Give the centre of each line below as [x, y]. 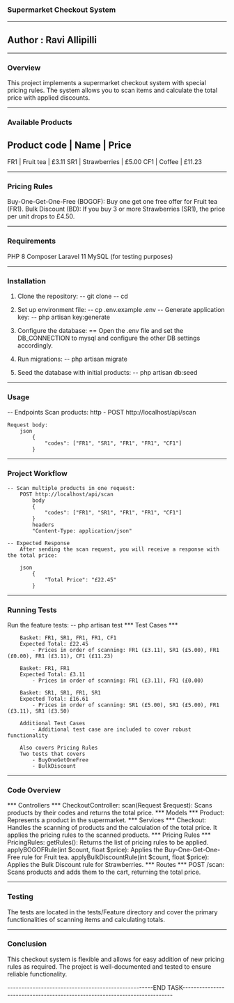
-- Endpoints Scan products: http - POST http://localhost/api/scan [102, 413]
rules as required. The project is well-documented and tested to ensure [109, 966]
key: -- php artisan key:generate [63, 317]
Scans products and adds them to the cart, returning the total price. [104, 872]
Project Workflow [37, 474]
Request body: [28, 425]
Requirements [32, 241]
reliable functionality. [37, 974]
